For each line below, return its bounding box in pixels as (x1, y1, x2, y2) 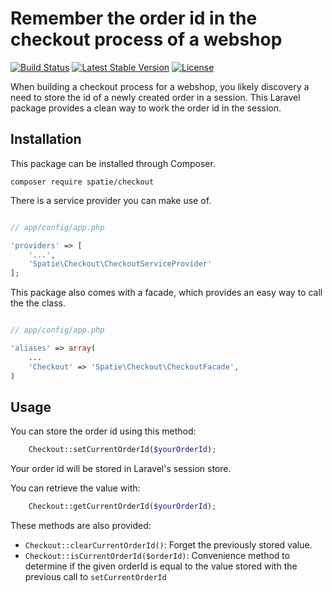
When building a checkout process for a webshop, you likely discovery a (10, 80, 310, 92)
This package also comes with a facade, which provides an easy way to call (10, 287, 323, 299)
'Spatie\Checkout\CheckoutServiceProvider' (28, 259, 213, 269)
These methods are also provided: (10, 520, 152, 532)
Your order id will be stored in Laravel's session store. (10, 463, 232, 475)
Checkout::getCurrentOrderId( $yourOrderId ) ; (28, 502, 217, 512)
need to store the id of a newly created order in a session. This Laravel (10, 91, 301, 103)
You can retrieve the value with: (10, 482, 141, 494)
